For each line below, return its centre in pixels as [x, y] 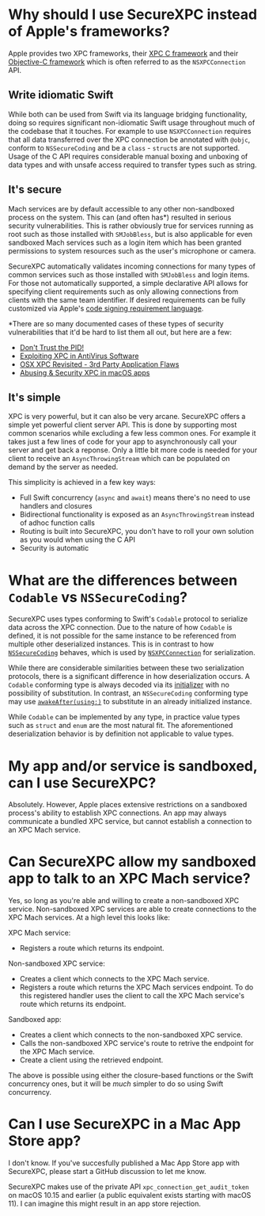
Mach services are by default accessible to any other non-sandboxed [121, 208]
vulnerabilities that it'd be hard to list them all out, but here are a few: [120, 332]
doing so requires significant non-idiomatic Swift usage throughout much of [132, 122]
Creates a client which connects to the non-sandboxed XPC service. [131, 1035]
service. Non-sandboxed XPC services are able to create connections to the [132, 909]
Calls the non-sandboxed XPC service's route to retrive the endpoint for [137, 1043]
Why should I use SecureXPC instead [133, 15]
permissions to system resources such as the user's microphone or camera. [132, 250]
